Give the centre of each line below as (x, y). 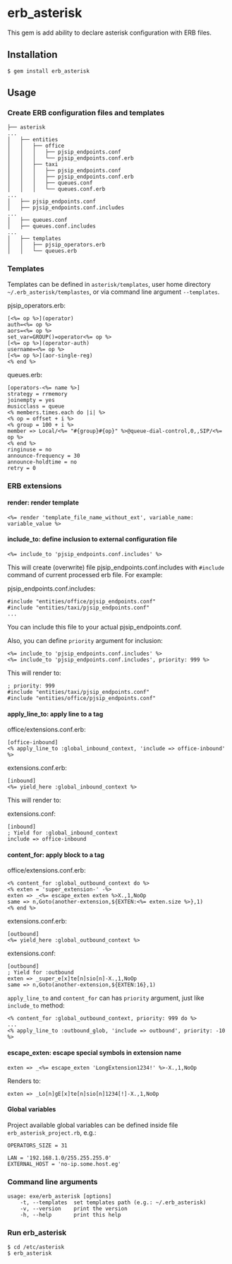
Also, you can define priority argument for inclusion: (85, 641)
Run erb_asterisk (37, 1233)
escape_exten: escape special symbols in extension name (94, 1053)
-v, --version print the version (74, 1209)
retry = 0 (22, 468)
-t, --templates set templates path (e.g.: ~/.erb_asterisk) (113, 1203)
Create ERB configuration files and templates (86, 113)
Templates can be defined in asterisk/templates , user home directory (109, 284)
